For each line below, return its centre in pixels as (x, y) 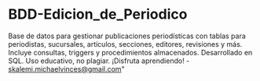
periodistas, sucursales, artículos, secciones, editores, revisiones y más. (125, 44)
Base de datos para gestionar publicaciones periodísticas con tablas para (127, 36)
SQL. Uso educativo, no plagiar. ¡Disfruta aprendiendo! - (99, 61)
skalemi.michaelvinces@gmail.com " (66, 69)
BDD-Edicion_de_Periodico (98, 14)
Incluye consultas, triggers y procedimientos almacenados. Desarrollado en (130, 52)
